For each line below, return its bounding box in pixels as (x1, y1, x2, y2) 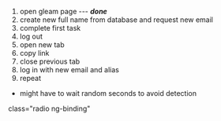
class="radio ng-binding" (8, 104, 91, 113)
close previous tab (19, 57, 81, 66)
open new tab (19, 40, 65, 49)
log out (19, 31, 43, 41)
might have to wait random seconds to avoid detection (19, 89, 197, 97)
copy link (19, 49, 50, 57)
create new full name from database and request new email (19, 15, 214, 24)
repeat (19, 74, 42, 82)
